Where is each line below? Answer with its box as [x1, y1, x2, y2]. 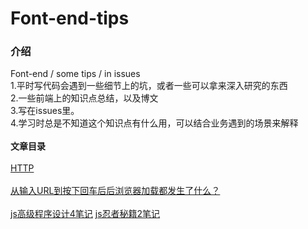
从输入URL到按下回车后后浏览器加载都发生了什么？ [10, 185, 221, 197]
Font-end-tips [10, 7, 130, 30]
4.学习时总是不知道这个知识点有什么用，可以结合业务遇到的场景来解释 [10, 117, 299, 129]
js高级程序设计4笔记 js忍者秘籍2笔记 [10, 208, 161, 220]
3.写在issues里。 [10, 105, 80, 117]
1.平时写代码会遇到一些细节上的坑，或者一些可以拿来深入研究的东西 [10, 80, 288, 92]
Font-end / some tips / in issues [10, 68, 141, 80]
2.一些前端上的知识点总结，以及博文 [10, 92, 159, 104]
